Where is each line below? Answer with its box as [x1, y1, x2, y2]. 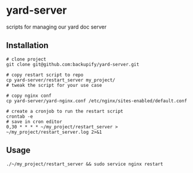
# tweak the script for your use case [6, 82, 102, 88]
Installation [6, 40, 49, 51]
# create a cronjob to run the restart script [6, 108, 124, 114]
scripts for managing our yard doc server [6, 23, 107, 30]
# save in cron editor [6, 118, 62, 125]
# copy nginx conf [6, 93, 52, 99]
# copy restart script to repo [6, 72, 84, 78]
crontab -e [6, 114, 33, 119]
